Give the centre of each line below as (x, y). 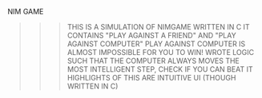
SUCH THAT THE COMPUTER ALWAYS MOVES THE (153, 61)
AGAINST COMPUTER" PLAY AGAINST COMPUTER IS (156, 44)
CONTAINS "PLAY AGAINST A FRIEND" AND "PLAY (152, 35)
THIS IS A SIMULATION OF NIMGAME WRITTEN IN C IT (158, 27)
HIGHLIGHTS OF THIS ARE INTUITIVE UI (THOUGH (151, 78)
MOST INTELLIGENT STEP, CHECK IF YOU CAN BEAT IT (160, 69)
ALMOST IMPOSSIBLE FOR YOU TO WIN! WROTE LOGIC (160, 52)
